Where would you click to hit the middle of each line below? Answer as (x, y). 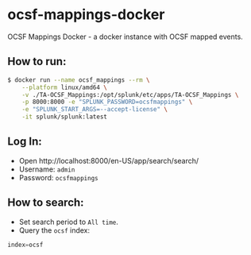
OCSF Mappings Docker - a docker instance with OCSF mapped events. (125, 37)
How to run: (37, 62)
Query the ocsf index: (54, 230)
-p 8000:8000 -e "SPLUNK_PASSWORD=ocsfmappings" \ (107, 102)
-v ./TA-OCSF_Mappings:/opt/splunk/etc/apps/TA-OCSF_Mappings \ (130, 95)
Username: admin (47, 169)
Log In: (25, 142)
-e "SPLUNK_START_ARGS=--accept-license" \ (95, 110)
